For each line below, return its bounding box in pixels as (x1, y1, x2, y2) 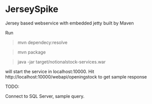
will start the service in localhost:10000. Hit (5, 68, 94, 74)
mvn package (17, 49, 46, 55)
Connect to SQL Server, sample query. (5, 93, 85, 99)
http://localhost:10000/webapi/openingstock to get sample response (5, 73, 147, 79)
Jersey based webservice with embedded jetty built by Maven (5, 20, 134, 26)
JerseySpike (5, 3, 59, 15)
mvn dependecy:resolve (17, 39, 68, 45)
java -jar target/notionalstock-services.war (17, 58, 106, 64)
